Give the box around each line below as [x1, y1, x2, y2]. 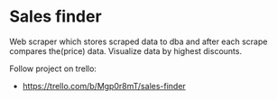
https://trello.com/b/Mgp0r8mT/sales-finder [22, 80, 187, 91]
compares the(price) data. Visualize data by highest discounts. [9, 45, 242, 56]
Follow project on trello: [9, 63, 97, 74]
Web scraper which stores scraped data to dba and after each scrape [9, 36, 268, 47]
